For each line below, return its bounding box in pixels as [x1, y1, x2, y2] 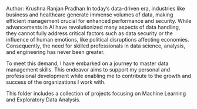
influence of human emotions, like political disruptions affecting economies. [6, 36, 189, 43]
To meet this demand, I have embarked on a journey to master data [6, 60, 169, 67]
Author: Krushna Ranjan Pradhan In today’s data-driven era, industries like [6, 5, 185, 12]
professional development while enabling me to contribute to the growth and [6, 73, 191, 79]
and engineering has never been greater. [6, 49, 105, 55]
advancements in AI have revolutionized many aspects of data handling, [6, 23, 181, 30]
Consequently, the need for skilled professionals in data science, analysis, [6, 42, 186, 49]
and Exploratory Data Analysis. [6, 96, 81, 103]
